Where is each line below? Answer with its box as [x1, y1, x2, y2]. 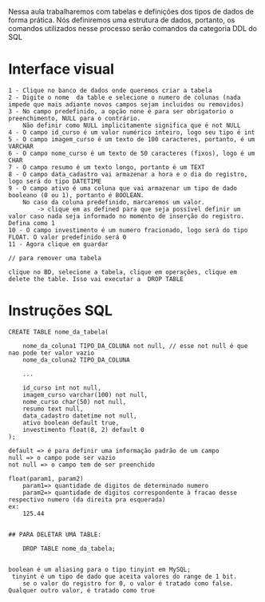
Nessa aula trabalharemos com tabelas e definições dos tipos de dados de [8, 7, 254, 16]
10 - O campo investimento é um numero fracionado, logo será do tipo [8, 226, 248, 234]
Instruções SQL [8, 302, 113, 320]
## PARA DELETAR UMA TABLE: [8, 530, 102, 538]
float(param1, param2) [8, 474, 84, 482]
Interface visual [8, 60, 114, 78]
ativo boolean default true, [22, 418, 120, 426]
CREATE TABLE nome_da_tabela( [8, 327, 109, 336]
